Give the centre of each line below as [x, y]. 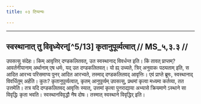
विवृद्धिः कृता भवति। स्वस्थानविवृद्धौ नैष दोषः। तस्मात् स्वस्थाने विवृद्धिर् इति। [76, 95]
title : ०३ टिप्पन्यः [25, 12]
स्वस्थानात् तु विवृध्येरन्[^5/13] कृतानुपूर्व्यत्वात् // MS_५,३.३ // [97, 47]
